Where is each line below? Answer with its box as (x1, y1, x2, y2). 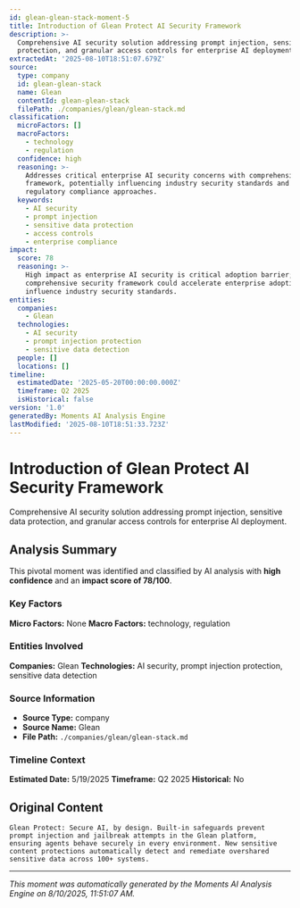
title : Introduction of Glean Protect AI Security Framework (9, 21, 242, 30)
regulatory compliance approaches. (25, 187, 158, 196)
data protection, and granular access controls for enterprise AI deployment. (9, 516, 287, 527)
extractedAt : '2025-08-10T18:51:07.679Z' (9, 54, 166, 63)
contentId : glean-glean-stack (17, 96, 129, 105)
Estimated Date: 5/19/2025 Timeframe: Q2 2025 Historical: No (9, 774, 245, 785)
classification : (9, 112, 70, 121)
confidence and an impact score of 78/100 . (9, 575, 172, 586)
